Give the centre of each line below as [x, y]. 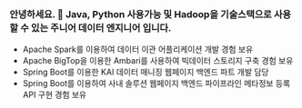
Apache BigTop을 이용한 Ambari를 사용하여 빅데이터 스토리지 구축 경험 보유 [158, 61]
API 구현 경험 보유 [55, 95]
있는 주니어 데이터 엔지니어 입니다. [101, 27]
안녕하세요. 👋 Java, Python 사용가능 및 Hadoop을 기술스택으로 [141, 14]
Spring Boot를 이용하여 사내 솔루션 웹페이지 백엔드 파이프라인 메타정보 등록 [156, 83]
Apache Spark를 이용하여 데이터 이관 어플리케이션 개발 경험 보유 [138, 49]
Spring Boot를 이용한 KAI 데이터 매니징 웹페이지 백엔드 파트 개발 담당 [146, 72]
